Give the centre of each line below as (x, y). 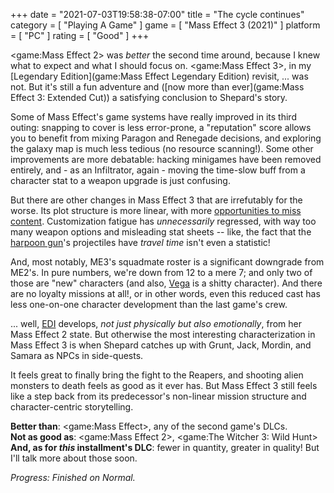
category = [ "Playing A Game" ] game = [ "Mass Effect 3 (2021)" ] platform (165, 25)
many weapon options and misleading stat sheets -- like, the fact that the (161, 232)
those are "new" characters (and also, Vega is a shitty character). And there (166, 283)
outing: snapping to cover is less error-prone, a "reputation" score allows (161, 127)
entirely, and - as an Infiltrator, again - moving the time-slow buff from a (158, 170)
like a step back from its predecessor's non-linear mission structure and (158, 396)
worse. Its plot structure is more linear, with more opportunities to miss (156, 210)
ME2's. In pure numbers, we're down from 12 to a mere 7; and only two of (161, 272)
